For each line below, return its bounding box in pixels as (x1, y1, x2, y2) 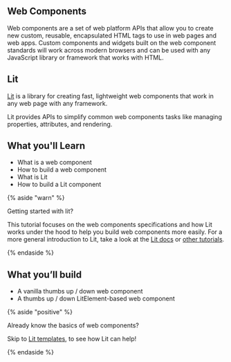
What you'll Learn (7, 140, 85, 152)
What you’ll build (7, 269, 82, 280)
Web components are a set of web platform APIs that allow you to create (7, 24, 214, 32)
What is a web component (17, 159, 92, 167)
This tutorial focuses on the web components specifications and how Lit (7, 221, 212, 229)
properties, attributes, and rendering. (7, 120, 113, 128)
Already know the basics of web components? (7, 321, 140, 329)
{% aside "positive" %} (7, 308, 73, 316)
